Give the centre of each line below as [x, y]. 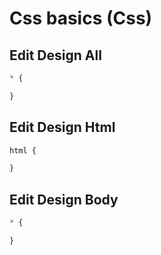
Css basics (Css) [81, 18]
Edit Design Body [64, 199]
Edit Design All [55, 55]
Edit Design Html [62, 127]
